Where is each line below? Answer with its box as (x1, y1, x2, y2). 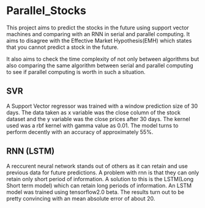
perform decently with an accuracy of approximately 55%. (6, 128, 154, 135)
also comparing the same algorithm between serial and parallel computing (6, 62, 194, 69)
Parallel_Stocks (6, 4, 87, 18)
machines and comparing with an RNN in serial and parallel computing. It (6, 30, 190, 37)
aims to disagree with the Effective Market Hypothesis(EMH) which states (6, 37, 192, 44)
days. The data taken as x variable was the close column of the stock (6, 108, 181, 116)
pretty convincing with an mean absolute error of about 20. (6, 195, 155, 202)
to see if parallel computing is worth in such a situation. (6, 68, 146, 75)
